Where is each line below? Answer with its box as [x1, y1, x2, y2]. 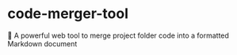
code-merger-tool [7, 5, 128, 23]
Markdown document [7, 38, 78, 48]
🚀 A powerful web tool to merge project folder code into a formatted [7, 31, 229, 40]
